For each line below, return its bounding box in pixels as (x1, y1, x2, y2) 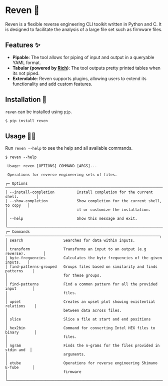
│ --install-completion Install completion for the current (5, 190, 153, 195)
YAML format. (12, 60, 41, 66)
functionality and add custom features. (12, 81, 92, 87)
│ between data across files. (5, 308, 122, 313)
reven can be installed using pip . (5, 109, 72, 115)
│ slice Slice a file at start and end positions (5, 317, 151, 322)
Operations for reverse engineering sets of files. (7, 172, 117, 177)
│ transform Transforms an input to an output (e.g (5, 247, 146, 252)
